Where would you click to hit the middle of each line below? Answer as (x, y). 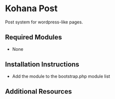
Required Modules (34, 37)
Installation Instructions (42, 65)
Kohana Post (31, 9)
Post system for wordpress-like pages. (44, 22)
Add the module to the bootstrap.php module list (61, 76)
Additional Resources (38, 91)
